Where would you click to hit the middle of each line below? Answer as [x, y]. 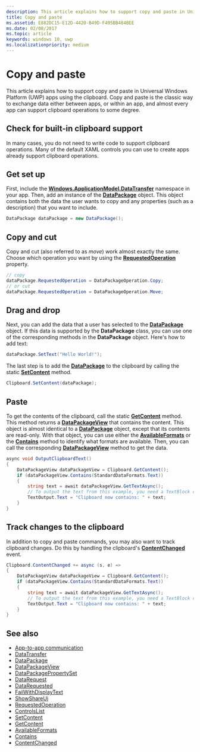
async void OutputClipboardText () [49, 459]
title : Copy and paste [34, 17]
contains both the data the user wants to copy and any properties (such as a [100, 201]
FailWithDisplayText [39, 692]
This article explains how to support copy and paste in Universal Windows [97, 91]
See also [22, 633]
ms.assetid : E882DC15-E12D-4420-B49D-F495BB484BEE [70, 23]
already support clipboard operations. [53, 156]
